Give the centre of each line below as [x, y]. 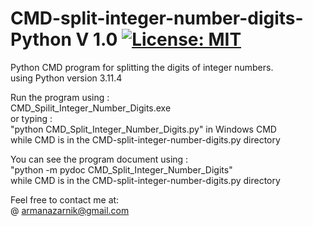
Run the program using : [60, 97]
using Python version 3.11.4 [66, 78]
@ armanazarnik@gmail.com [70, 210]
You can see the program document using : [99, 159]
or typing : [31, 118]
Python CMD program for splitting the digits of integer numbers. [142, 67]
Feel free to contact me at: [65, 199]
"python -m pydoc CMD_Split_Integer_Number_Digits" [121, 169]
